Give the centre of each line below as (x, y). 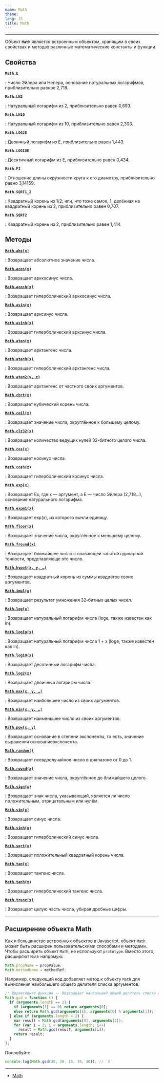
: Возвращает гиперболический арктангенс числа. (58, 368)
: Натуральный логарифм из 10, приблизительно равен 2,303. (69, 124)
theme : (12, 14)
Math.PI (13, 169)
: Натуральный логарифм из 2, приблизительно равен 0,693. (68, 106)
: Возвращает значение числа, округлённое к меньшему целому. (73, 535)
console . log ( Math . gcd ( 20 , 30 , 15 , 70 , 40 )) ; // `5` (59, 1061)
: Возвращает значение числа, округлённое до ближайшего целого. (76, 778)
